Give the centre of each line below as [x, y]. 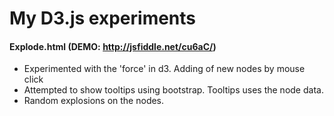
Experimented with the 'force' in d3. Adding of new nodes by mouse [164, 69]
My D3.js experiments [103, 18]
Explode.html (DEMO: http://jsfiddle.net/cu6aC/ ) [113, 46]
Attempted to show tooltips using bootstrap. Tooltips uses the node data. [173, 90]
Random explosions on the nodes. [94, 101]
